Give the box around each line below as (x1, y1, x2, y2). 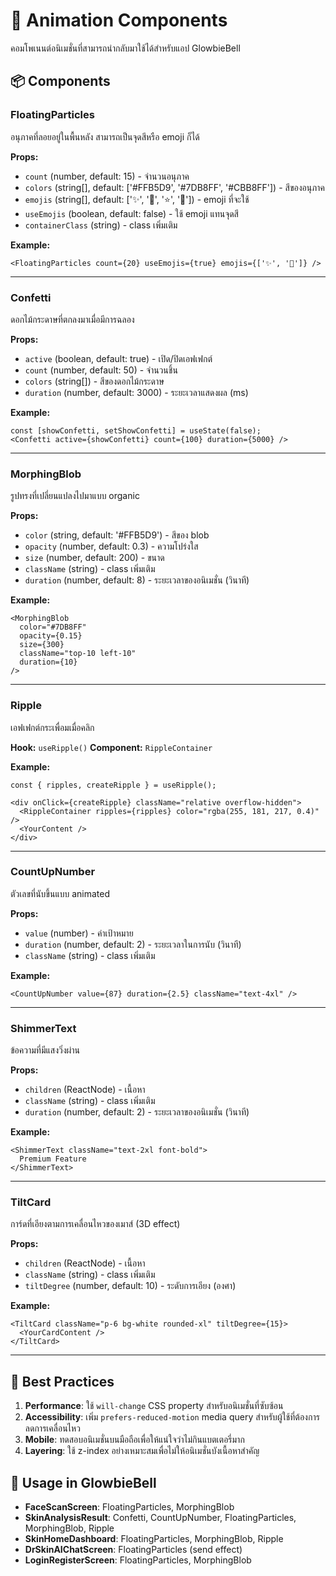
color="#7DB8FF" (19, 622, 87, 633)
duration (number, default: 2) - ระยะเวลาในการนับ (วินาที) (24, 938, 242, 950)
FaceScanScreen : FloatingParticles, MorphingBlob (24, 1501, 235, 1513)
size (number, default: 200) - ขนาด (24, 552, 165, 564)
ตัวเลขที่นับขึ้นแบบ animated (10, 887, 110, 899)
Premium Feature (19, 1154, 87, 1164)
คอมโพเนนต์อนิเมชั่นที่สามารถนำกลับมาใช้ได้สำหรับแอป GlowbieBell (10, 42, 241, 54)
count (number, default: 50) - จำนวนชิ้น (24, 364, 178, 376)
